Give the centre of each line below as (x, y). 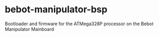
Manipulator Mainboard (29, 29)
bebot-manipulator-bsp (56, 10)
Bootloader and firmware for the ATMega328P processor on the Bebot (79, 24)
